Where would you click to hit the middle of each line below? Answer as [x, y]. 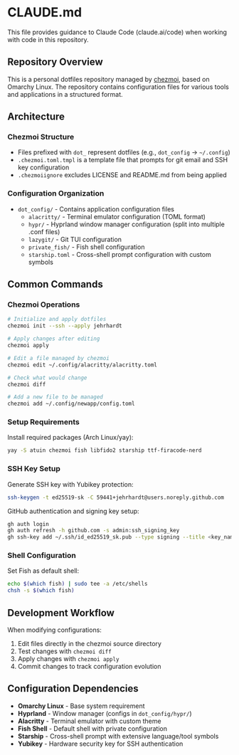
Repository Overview [55, 62]
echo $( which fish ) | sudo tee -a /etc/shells [78, 584]
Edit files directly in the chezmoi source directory [90, 644]
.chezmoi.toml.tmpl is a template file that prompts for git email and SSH [123, 160]
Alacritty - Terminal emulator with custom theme [89, 721]
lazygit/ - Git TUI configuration [75, 239]
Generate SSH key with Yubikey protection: [70, 484]
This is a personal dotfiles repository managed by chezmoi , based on [108, 79]
